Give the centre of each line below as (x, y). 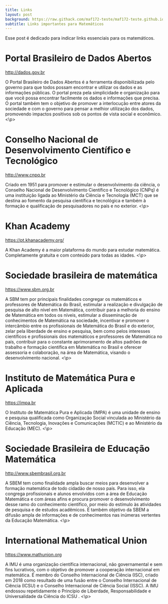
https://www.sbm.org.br (30, 289)
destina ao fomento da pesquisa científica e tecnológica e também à (75, 201)
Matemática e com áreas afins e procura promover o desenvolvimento (77, 499)
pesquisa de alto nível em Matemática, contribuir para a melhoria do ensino (83, 310)
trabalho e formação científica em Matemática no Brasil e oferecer (73, 347)
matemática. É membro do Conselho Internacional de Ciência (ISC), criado (82, 575)
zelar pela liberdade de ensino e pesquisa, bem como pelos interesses (78, 331)
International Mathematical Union (76, 541)
